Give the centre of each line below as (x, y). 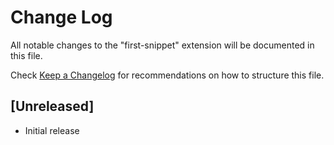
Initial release (52, 130)
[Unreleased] (52, 106)
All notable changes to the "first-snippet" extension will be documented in (162, 45)
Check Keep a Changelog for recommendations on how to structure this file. (167, 75)
